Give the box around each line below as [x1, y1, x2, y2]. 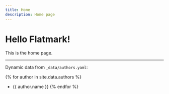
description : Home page [5, 12, 55, 17]
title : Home [5, 7, 30, 12]
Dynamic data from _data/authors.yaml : [5, 64, 88, 70]
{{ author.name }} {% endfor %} [12, 83, 79, 90]
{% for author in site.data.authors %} [5, 74, 82, 80]
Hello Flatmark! [5, 33, 70, 45]
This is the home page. [5, 50, 53, 56]
